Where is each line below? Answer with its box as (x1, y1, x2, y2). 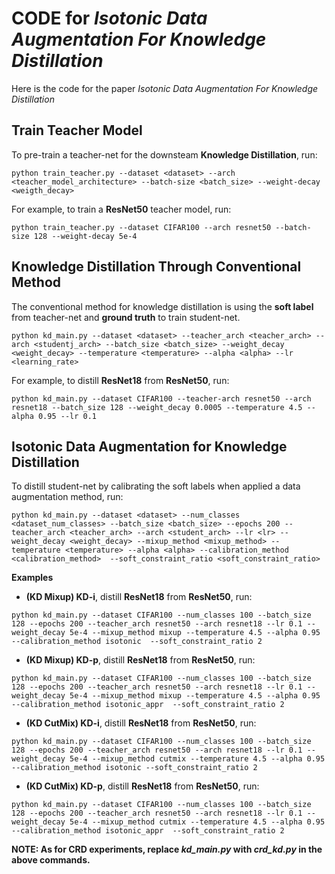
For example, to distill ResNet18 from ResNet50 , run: (11, 374, 230, 386)
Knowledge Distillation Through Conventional (11, 258, 302, 276)
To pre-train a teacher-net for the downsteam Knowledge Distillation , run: (11, 148, 318, 161)
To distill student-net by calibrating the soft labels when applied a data (11, 480, 301, 492)
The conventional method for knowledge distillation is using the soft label (11, 300, 314, 312)
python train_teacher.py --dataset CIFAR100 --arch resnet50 (11, 222, 272, 232)
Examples (11, 572, 54, 584)
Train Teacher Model (11, 122, 143, 139)
